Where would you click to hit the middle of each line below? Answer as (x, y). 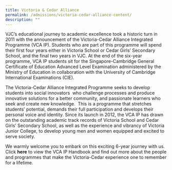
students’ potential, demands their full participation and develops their (80, 109)
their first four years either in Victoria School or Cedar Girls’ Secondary (80, 50)
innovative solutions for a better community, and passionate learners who (83, 98)
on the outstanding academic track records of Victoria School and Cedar (82, 120)
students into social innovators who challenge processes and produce (80, 93)
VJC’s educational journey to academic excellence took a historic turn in (81, 34)
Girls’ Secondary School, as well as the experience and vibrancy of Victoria (85, 125)
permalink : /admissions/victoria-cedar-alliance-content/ (69, 15)
